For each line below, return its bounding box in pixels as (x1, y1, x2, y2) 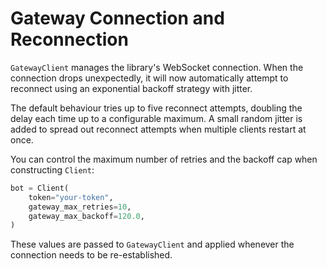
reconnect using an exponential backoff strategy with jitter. (10, 82, 253, 94)
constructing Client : (10, 163, 95, 176)
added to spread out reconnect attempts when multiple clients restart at (10, 123, 307, 135)
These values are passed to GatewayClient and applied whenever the (10, 238, 295, 251)
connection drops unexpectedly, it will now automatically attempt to (10, 72, 289, 84)
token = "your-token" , (28, 192, 114, 202)
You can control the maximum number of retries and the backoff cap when (10, 153, 318, 165)
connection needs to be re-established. (10, 249, 173, 261)
